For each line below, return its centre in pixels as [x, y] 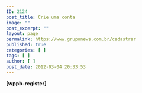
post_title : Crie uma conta [41, 17]
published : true [26, 45]
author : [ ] [21, 61]
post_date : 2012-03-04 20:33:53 [46, 67]
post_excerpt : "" [28, 28]
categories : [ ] [26, 50]
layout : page [22, 34]
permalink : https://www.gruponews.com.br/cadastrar [71, 39]
